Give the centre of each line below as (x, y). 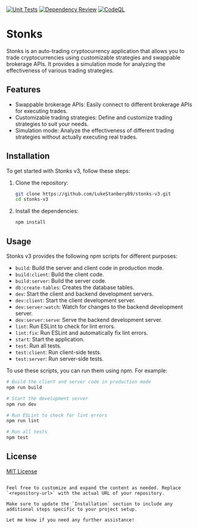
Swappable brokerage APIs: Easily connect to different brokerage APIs (104, 104)
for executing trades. (41, 111)
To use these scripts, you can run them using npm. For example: (87, 370)
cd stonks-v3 (32, 199)
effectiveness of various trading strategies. (60, 70)
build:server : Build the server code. (61, 281)
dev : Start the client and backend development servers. (84, 294)
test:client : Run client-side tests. (58, 352)
